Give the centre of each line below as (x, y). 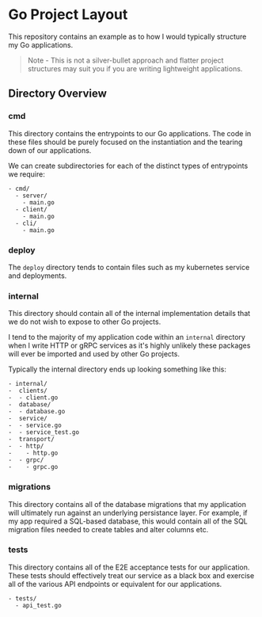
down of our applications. (50, 150)
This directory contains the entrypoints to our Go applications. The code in (130, 133)
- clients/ (28, 391)
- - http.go (33, 453)
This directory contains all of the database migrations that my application (127, 504)
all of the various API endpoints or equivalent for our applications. (115, 584)
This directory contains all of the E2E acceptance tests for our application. (129, 567)
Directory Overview (57, 94)
